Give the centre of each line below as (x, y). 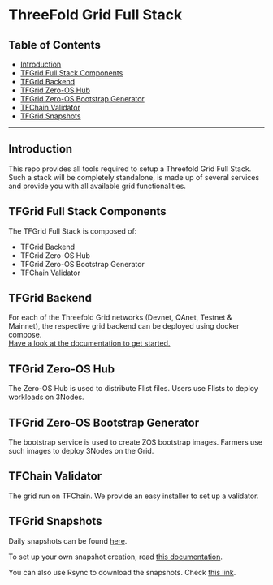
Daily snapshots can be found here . (68, 540)
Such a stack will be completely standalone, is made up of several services (134, 177)
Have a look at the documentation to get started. (89, 343)
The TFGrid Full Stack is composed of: (73, 231)
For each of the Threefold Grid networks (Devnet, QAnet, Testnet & (120, 317)
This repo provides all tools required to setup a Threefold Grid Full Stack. (130, 169)
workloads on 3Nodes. (46, 397)
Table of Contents (55, 45)
